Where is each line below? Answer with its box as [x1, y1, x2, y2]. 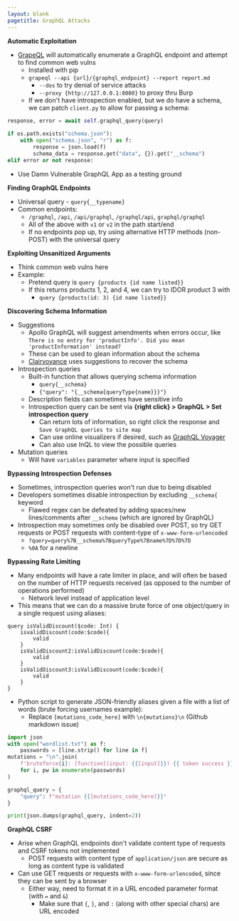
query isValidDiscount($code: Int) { [7, 622, 119, 630]
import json [7, 734, 43, 741]
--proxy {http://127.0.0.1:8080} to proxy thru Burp [38, 88, 193, 97]
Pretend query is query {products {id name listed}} [28, 278, 184, 286]
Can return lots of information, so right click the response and [38, 417, 220, 426]
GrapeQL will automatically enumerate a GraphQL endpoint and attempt [17, 51, 228, 59]
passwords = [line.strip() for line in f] [20, 747, 148, 754]
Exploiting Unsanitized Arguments [7, 248, 112, 257]
